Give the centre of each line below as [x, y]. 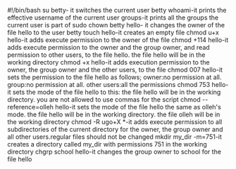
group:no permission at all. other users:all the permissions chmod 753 [109, 84]
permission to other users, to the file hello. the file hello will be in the [106, 55]
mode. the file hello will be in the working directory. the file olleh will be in [114, 114]
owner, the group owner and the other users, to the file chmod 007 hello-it [115, 70]
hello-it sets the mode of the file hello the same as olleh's [138, 107]
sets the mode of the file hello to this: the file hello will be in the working [117, 92]
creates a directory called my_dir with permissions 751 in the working [107, 144]
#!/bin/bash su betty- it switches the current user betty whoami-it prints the [117, 10]
